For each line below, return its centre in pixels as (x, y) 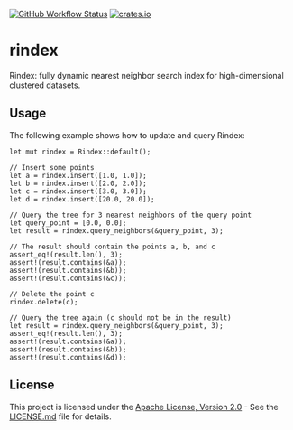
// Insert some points (52, 167)
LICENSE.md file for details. (60, 416)
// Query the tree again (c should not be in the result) (120, 318)
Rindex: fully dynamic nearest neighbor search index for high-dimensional (146, 75)
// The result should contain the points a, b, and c (113, 247)
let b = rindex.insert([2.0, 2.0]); (78, 183)
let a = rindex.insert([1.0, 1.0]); (78, 175)
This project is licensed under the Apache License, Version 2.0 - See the (144, 407)
